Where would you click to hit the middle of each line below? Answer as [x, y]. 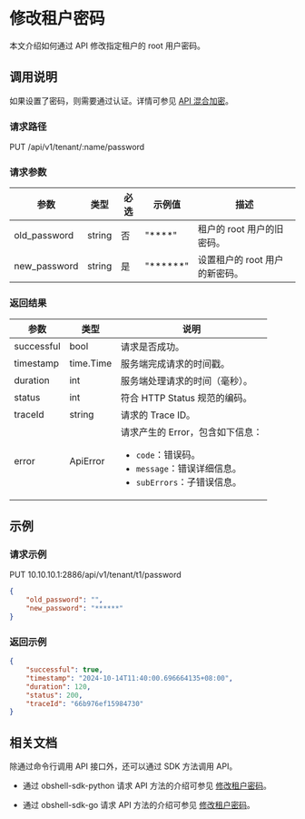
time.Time [90, 363]
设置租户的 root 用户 [241, 260]
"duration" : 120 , [59, 687]
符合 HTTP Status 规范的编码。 [186, 398]
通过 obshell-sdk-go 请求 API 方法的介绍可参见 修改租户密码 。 [139, 805]
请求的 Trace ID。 [158, 415]
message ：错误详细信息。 [189, 468]
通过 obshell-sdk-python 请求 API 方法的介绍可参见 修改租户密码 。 [147, 786]
